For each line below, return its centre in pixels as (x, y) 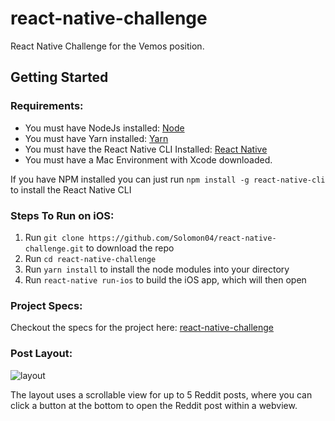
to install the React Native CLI (71, 189)
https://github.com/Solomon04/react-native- (182, 238)
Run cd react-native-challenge (90, 258)
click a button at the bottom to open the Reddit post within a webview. (154, 405)
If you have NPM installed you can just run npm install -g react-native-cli (168, 179)
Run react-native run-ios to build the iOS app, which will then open (165, 279)
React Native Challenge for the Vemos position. (107, 46)
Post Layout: (41, 354)
